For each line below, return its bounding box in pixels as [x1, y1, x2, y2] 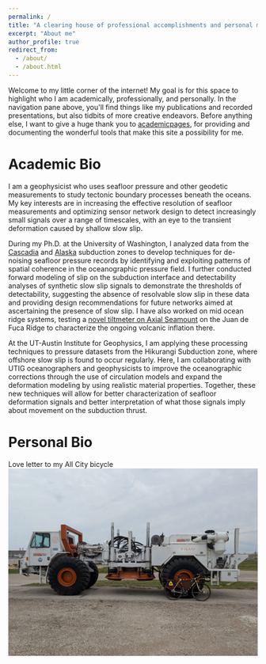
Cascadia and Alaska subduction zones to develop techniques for [8, 247, 222, 256]
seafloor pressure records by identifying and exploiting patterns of [33, 256, 251, 265]
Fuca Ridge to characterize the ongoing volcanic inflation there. [8, 323, 215, 332]
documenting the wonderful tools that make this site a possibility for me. [8, 127, 244, 137]
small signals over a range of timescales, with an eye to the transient [8, 214, 232, 225]
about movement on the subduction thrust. [8, 405, 148, 415]
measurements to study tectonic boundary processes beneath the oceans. [8, 190, 252, 199]
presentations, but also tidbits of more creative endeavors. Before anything [8, 111, 253, 120]
